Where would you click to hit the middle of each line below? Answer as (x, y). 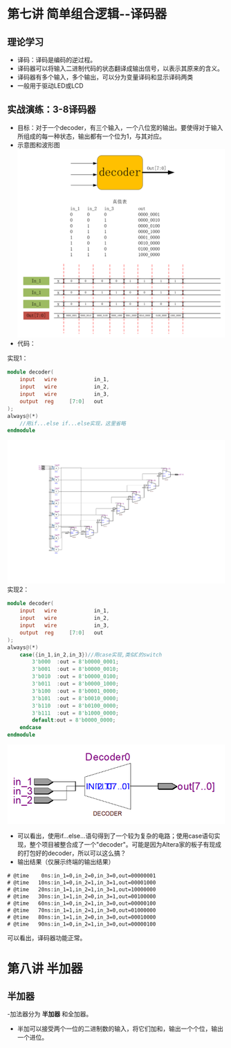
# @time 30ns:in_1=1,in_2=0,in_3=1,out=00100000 (82, 897)
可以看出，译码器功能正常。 (47, 938)
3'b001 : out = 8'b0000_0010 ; (75, 669)
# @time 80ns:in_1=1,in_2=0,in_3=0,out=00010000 (82, 917)
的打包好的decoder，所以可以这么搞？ (72, 853)
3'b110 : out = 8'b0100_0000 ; (75, 706)
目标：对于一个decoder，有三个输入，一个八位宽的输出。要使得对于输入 (120, 127)
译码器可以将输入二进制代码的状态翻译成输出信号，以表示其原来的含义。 (120, 68)
